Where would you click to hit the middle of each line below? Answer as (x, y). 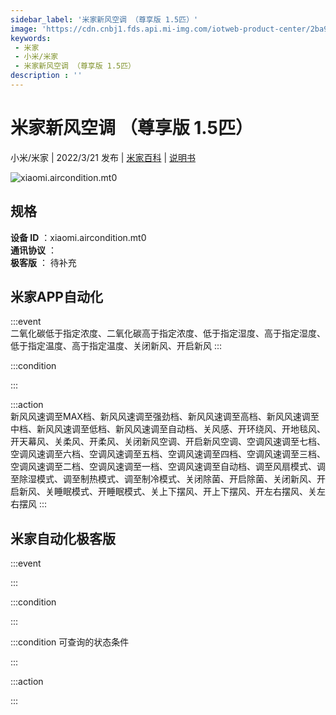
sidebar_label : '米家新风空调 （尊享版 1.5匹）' (104, 19)
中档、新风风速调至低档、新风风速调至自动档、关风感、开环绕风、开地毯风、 (168, 429)
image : (24, 29)
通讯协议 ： (33, 250)
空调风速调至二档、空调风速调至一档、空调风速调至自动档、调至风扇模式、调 (168, 467)
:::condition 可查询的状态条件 (70, 642)
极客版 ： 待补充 (43, 262)
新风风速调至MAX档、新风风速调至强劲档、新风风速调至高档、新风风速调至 (165, 417)
